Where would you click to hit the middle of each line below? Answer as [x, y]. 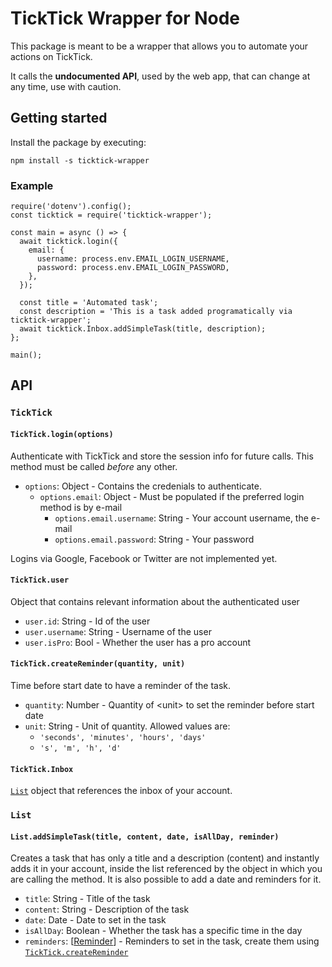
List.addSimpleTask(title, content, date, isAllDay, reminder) [145, 837]
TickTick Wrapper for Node [125, 18]
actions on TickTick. [51, 56]
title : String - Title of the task [87, 899]
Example [32, 185]
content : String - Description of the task [107, 909]
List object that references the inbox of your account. [121, 791]
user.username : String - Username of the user [118, 631]
